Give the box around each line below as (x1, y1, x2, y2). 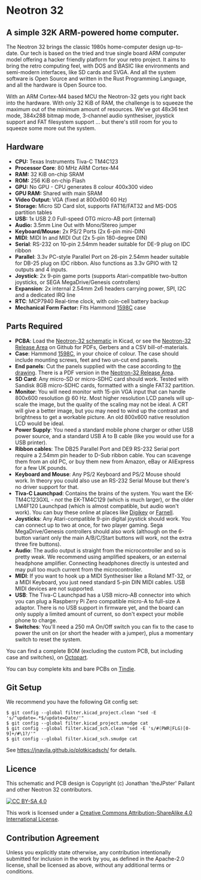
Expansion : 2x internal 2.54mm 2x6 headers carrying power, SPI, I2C (14, 285, 187, 292)
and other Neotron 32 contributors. (6, 786, 93, 793)
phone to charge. (14, 616, 58, 624)
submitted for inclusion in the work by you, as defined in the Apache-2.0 (6, 855, 184, 863)
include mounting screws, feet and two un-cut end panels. (14, 356, 160, 363)
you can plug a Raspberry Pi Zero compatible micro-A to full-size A (14, 597, 181, 604)
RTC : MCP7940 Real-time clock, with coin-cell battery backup (14, 297, 169, 305)
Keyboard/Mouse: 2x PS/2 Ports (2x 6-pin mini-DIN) (14, 228, 146, 235)
